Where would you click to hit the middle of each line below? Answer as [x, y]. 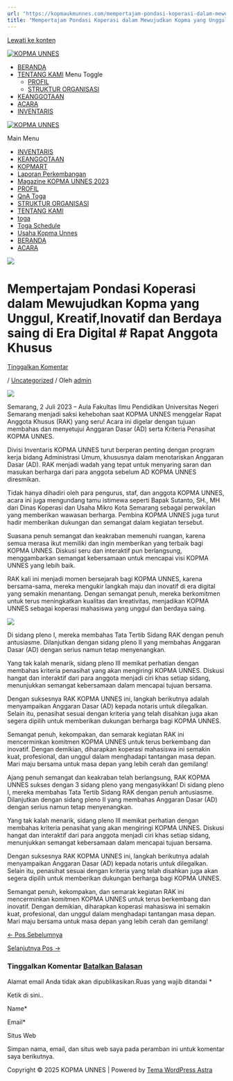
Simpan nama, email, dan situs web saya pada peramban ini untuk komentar [116, 1049]
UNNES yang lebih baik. [41, 566]
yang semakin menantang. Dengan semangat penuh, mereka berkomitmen [114, 594]
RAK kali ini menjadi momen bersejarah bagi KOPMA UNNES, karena [105, 579]
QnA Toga [32, 196]
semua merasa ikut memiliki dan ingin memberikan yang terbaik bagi [105, 544]
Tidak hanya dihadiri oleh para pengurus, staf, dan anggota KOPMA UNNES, [116, 493]
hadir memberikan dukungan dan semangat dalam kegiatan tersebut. [106, 523]
